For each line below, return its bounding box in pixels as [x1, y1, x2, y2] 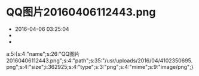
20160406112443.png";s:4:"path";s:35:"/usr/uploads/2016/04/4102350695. [6, 57, 193, 64]
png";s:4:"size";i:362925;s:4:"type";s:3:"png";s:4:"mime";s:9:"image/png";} [6, 63, 194, 70]
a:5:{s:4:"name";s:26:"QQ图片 [6, 50, 80, 57]
